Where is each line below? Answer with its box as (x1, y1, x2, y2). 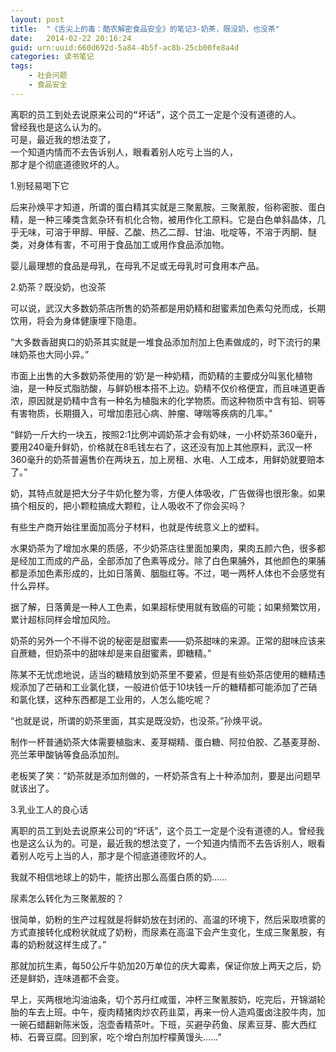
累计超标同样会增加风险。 (10, 613, 116, 625)
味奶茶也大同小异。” (10, 348, 90, 360)
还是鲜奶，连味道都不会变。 (10, 972, 125, 984)
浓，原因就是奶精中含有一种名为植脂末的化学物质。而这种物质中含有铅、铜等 (10, 394, 326, 406)
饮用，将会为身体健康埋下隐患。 (10, 314, 142, 326)
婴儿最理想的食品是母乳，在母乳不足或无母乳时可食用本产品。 (10, 259, 265, 271)
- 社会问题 (28, 71, 68, 81)
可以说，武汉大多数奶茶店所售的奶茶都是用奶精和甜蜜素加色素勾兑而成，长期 (10, 302, 326, 314)
